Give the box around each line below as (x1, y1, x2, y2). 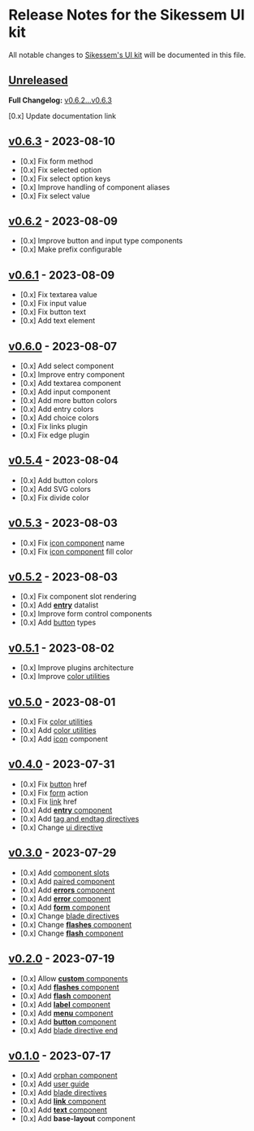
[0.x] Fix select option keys (19, 173, 111, 183)
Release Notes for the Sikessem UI (8, 6, 245, 24)
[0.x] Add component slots (19, 867, 110, 877)
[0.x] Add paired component (19, 876, 115, 886)
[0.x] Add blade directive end (19, 1025, 118, 1035)
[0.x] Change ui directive (19, 822, 103, 832)
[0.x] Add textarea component (19, 379, 122, 388)
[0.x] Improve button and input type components (19, 236, 183, 246)
